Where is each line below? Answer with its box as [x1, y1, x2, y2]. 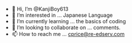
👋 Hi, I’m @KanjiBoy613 [11, 6, 69, 12]
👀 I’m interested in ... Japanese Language [11, 12, 113, 19]
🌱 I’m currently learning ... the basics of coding [11, 18, 126, 24]
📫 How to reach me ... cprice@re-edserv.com [11, 31, 125, 37]
